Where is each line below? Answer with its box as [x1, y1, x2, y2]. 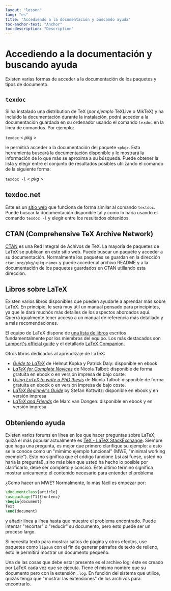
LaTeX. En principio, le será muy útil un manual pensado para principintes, [5, 304, 160, 310]
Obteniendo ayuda [5, 418, 65, 427]
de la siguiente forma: [5, 166, 51, 172]
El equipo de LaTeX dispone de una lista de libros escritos [5, 330, 126, 336]
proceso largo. [5, 528, 36, 534]
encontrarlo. [5, 581, 32, 587]
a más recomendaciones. [5, 320, 59, 326]
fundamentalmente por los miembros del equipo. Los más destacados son [5, 335, 161, 342]
